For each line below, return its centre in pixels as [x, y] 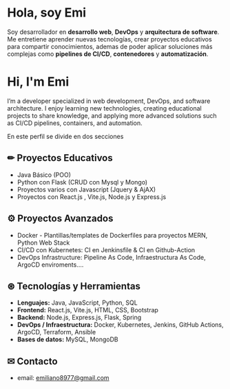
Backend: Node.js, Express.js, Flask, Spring [79, 317]
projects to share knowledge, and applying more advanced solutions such [112, 115]
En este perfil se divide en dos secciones [65, 136]
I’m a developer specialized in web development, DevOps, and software [109, 101]
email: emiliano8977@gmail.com [63, 378]
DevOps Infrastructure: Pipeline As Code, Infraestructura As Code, [112, 257]
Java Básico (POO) [44, 175]
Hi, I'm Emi [38, 82]
